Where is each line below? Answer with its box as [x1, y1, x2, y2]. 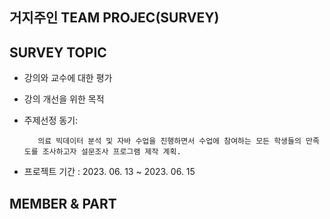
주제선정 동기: [23, 114, 79, 127]
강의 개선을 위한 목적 [23, 93, 105, 105]
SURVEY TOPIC [9, 44, 107, 61]
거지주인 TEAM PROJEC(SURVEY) [9, 9, 220, 27]
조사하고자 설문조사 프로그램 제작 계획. [42, 147, 182, 157]
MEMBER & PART [9, 195, 117, 212]
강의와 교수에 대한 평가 [23, 72, 113, 84]
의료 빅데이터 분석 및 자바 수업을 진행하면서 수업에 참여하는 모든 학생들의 [37, 136, 302, 147]
